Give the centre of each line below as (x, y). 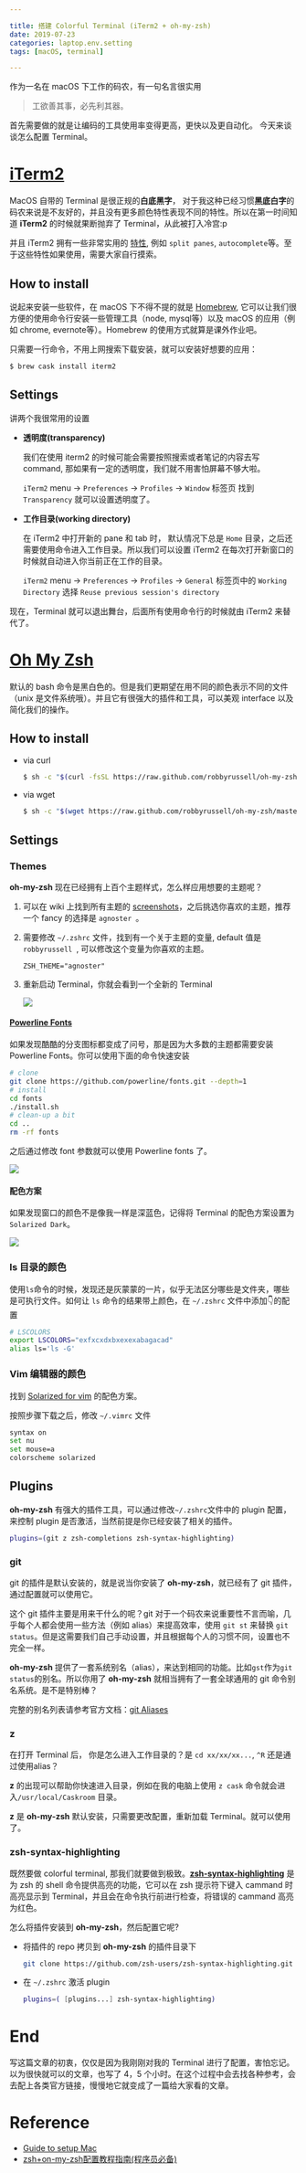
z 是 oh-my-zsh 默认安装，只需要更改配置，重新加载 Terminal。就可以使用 (150, 1817)
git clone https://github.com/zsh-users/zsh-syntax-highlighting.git (158, 1964)
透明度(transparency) (64, 437)
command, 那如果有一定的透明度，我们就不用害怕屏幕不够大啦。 (144, 468)
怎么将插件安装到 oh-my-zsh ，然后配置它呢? (95, 1927)
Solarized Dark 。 (42, 1224)
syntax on (28, 1432)
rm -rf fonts (34, 1133)
